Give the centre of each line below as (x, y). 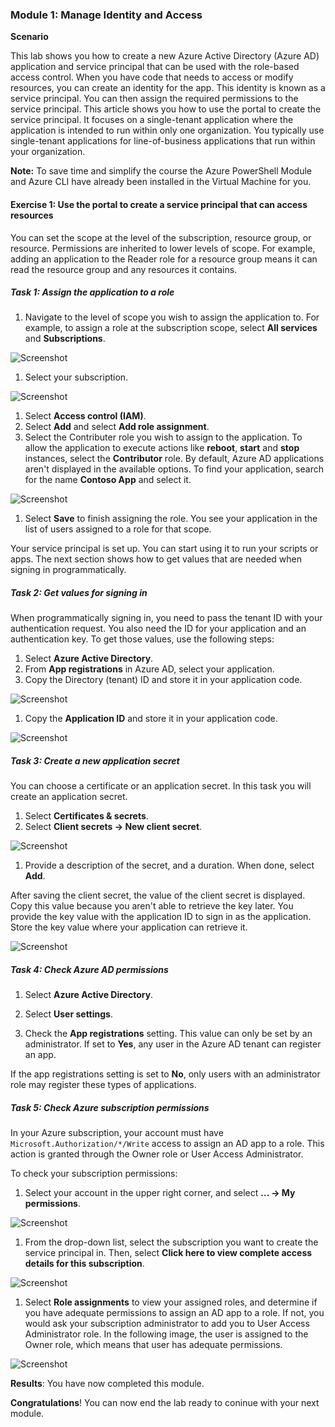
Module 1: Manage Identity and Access (106, 15)
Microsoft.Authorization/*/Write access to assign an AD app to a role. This (167, 1144)
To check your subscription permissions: (94, 1174)
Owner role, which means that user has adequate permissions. (153, 1345)
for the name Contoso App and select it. (108, 480)
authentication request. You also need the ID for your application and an (158, 629)
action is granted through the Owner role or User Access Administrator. (157, 1154)
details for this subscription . (84, 1264)
